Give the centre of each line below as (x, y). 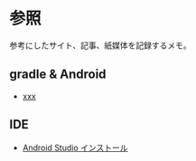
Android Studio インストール (75, 147)
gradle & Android (58, 75)
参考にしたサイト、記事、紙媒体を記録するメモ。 (100, 45)
